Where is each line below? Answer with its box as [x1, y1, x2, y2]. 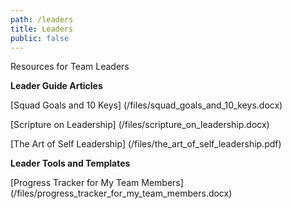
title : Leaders [10, 24, 74, 34]
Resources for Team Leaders [10, 61, 130, 73]
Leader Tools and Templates [10, 157, 131, 170]
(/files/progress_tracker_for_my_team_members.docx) [10, 187, 233, 200]
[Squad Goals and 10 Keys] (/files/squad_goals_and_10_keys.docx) [10, 99, 283, 111]
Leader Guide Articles [10, 80, 103, 92]
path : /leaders [10, 14, 74, 25]
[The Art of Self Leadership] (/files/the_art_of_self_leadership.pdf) [10, 138, 282, 150]
